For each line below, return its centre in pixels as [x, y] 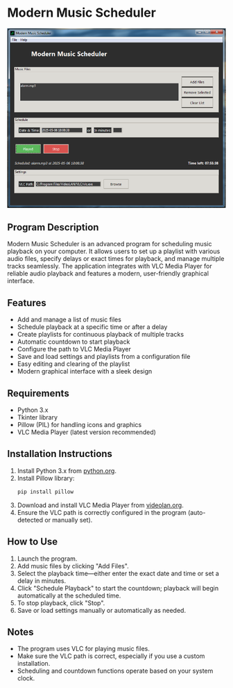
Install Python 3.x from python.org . [67, 470]
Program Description [53, 227]
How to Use [33, 542]
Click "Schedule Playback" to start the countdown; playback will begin [118, 588]
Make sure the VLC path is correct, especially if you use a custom [111, 656]
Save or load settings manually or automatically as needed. [101, 610]
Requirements [38, 393]
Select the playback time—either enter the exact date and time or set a [118, 573]
